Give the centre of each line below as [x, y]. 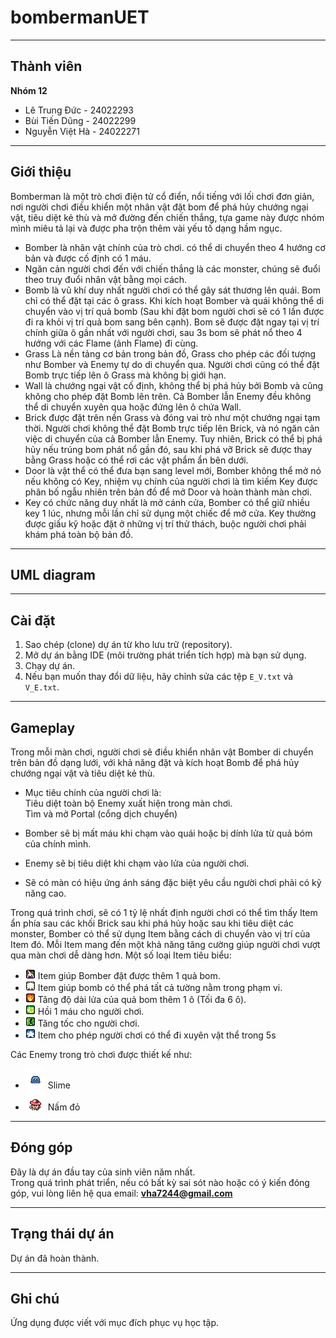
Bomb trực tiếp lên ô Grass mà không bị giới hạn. [125, 375]
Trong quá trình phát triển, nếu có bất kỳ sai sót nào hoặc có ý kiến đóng [160, 1182]
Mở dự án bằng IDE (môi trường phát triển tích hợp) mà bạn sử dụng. [165, 655]
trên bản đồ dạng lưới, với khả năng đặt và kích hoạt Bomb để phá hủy [155, 762]
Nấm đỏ [64, 1107]
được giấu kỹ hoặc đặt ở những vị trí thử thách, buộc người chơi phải [165, 523]
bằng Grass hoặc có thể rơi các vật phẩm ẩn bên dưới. [136, 460]
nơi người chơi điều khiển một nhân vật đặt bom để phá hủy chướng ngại [159, 207]
